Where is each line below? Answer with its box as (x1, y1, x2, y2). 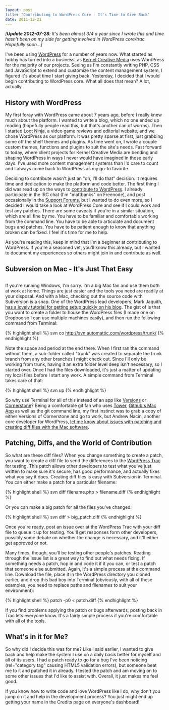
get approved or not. (5, 540, 48, 546)
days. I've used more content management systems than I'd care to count (5, 160, 158, 166)
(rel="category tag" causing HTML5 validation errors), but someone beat (5, 662, 157, 668)
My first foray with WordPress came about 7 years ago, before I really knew (5, 112, 162, 118)
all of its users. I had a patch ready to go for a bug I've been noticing (5, 657, 147, 663)
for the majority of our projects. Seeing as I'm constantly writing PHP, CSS (5, 62, 159, 68)
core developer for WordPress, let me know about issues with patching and (5, 419, 162, 425)
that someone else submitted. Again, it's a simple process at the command (5, 566, 160, 572)
